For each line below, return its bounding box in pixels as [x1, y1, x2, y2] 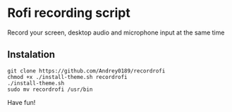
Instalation [7, 49, 55, 61]
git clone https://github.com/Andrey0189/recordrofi [7, 67, 166, 75]
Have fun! [7, 98, 36, 106]
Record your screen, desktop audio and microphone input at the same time [7, 28, 225, 37]
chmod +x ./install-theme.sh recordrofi [7, 73, 128, 80]
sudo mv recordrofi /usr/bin [7, 86, 93, 93]
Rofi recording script [7, 5, 130, 21]
